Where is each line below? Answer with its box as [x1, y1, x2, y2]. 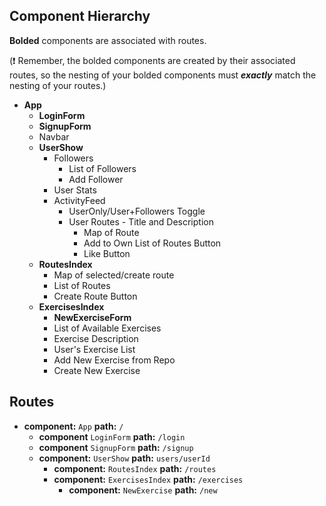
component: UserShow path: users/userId [38, 452, 211, 464]
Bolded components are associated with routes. [9, 34, 207, 46]
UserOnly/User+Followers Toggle [68, 205, 206, 217]
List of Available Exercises [53, 322, 162, 334]
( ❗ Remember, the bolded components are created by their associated [9, 54, 296, 66]
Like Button [83, 247, 131, 259]
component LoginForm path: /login [38, 430, 186, 443]
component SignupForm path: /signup [38, 441, 194, 453]
